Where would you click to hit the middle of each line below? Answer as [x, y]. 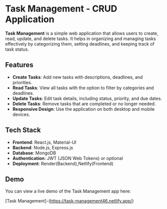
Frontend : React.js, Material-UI [44, 142]
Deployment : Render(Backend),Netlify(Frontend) [63, 163]
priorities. [22, 82]
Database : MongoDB [34, 153]
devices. [21, 114]
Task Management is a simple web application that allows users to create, [82, 33]
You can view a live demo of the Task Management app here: [68, 191]
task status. [17, 49]
